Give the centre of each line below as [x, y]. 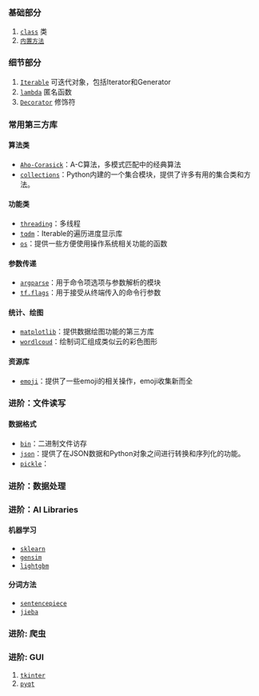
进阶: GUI [26, 657]
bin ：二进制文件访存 [54, 443]
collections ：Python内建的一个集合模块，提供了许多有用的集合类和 [132, 174]
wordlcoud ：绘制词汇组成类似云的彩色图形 [89, 342]
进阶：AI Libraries [43, 510]
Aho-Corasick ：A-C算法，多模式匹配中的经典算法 [100, 164]
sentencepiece [43, 603]
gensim [31, 558]
